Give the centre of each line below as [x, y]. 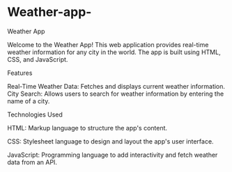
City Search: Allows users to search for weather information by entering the [116, 94]
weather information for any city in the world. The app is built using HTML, [114, 52]
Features [20, 73]
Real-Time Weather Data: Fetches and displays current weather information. [116, 86]
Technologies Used [35, 114]
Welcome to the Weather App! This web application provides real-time [108, 44]
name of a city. [29, 101]
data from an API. [32, 162]
